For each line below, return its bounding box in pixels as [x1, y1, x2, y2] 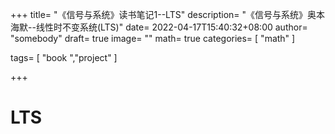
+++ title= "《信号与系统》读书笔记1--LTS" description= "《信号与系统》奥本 [10, 9, 326, 20]
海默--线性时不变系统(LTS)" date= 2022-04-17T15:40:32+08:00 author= [10, 21, 308, 33]
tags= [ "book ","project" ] [10, 52, 118, 63]
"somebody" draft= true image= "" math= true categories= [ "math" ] [10, 33, 296, 44]
